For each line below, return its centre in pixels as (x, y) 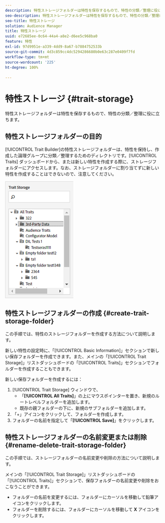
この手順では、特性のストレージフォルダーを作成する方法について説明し (78, 333)
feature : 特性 (19, 42)
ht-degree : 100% (22, 67)
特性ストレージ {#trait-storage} (69, 99)
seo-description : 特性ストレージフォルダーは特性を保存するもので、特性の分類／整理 (82, 15)
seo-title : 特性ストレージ (30, 21)
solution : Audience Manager (34, 26)
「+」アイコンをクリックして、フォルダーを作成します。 (69, 414)
